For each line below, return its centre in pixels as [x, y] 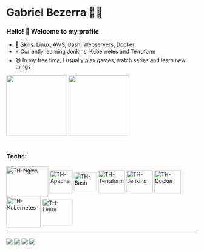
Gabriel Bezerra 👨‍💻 [55, 12]
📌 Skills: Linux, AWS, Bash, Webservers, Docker [75, 44]
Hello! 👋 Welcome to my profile [53, 32]
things [23, 67]
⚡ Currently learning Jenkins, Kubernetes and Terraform [85, 52]
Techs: [17, 157]
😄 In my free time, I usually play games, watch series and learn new [100, 60]
